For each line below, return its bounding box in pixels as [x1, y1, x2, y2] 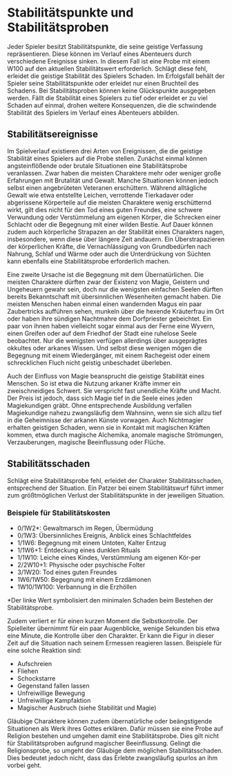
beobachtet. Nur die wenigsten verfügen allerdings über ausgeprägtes [7, 337, 208, 345]
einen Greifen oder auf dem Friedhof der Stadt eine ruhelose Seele [7, 329, 197, 337]
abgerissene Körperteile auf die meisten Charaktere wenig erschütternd [7, 198, 212, 207]
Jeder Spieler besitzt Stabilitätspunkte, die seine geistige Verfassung [7, 42, 204, 50]
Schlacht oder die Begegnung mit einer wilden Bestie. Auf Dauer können [7, 220, 213, 229]
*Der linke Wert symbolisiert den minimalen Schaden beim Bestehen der [7, 596, 214, 604]
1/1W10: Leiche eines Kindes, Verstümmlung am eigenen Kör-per [17, 553, 202, 561]
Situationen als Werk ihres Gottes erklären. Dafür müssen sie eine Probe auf [7, 724, 224, 732]
